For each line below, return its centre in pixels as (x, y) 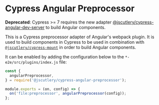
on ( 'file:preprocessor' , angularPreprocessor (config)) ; (68, 94)
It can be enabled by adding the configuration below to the (64, 56)
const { (13, 71)
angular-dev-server (25, 27)
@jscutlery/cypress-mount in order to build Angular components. (71, 47)
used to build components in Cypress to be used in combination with (75, 42)
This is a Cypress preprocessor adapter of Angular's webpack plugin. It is (80, 37)
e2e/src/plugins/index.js (32, 62)
